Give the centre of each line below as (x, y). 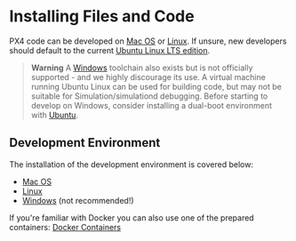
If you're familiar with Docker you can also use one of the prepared (132, 217)
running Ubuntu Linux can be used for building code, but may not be (156, 86)
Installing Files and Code (102, 16)
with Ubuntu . (54, 115)
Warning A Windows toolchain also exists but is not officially (142, 68)
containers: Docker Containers (65, 227)
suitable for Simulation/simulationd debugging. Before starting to (149, 96)
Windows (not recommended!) (78, 200)
